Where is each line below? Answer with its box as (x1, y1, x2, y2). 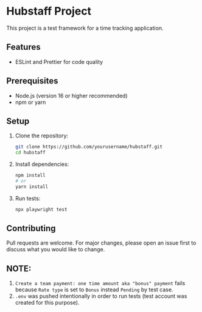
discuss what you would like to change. (6, 246, 105, 253)
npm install (15, 172, 46, 179)
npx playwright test (15, 206, 68, 212)
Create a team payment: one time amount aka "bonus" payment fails (15, 280, 186, 287)
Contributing (6, 223, 56, 234)
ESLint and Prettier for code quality (15, 58, 103, 65)
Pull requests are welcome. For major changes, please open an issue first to (6, 239, 197, 247)
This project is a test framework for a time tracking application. (6, 24, 164, 32)
